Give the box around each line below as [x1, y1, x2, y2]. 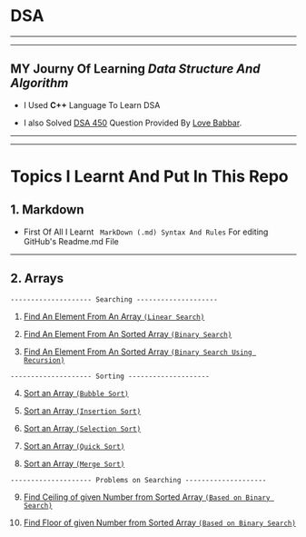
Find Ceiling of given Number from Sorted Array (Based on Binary [23, 492, 271, 502]
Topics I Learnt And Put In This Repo [10, 165, 289, 186]
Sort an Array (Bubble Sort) [23, 387, 130, 398]
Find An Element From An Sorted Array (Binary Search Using [23, 346, 252, 357]
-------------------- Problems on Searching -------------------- [10, 475, 267, 484]
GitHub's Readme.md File [23, 235, 119, 246]
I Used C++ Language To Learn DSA [23, 99, 161, 110]
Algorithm [10, 75, 69, 91]
